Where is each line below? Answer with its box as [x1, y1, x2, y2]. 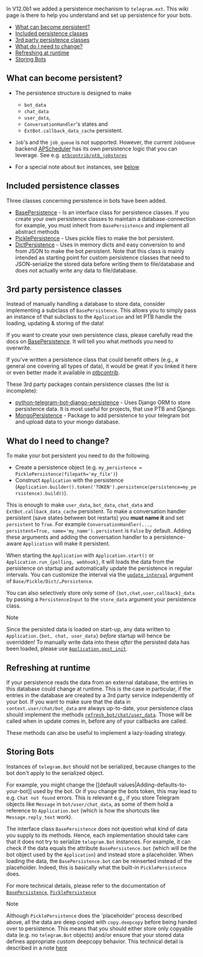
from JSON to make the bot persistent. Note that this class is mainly [15, 247, 185, 254]
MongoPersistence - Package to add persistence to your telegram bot [15, 412, 190, 419]
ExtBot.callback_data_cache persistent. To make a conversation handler [6, 508, 187, 515]
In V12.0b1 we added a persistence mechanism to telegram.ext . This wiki [6, 5, 189, 12]
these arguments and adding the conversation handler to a [6, 533, 153, 541]
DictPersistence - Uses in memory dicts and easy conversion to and [15, 241, 185, 248]
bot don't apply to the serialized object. [6, 769, 104, 776]
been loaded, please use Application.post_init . [6, 645, 128, 652]
